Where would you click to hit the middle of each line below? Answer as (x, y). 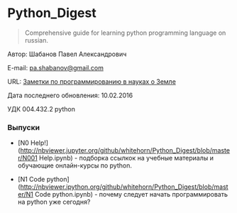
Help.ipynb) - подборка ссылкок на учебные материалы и (126, 158)
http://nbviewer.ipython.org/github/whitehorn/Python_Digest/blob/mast (124, 187)
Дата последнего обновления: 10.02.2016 (70, 95)
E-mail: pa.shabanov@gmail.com (56, 67)
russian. (36, 40)
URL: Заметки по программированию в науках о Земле (92, 81)
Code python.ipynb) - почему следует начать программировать (131, 195)
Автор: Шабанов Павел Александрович (67, 54)
